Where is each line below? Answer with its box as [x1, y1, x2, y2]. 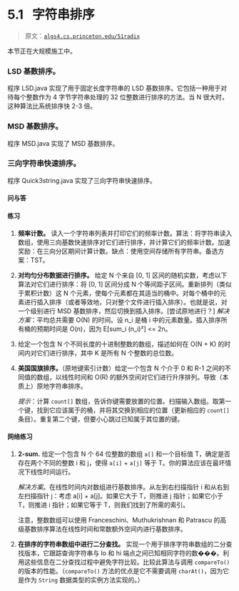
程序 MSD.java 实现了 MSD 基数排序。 [7, 139, 119, 147]
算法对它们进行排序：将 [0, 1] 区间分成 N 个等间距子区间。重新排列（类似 [17, 279, 232, 288]
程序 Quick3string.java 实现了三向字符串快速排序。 [7, 176, 156, 184]
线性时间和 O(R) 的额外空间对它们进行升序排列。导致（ [61, 372, 223, 381]
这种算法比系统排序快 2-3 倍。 [7, 101, 97, 111]
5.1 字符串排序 [7, 6, 95, 23]
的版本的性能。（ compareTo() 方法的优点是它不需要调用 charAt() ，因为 [17, 566, 223, 575]
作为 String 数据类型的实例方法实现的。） [24, 575, 144, 584]
